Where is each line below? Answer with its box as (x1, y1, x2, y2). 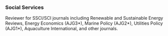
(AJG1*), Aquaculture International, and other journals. (5, 26, 118, 32)
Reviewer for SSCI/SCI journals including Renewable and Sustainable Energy (5, 15, 163, 21)
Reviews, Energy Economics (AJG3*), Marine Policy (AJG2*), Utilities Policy (5, 20, 163, 26)
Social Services (5, 4, 44, 11)
